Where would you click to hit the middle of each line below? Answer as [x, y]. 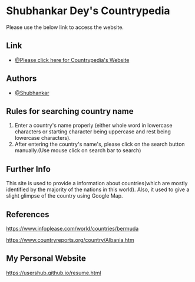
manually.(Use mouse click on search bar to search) [78, 150]
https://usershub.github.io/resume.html [54, 273]
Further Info [29, 169]
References [28, 214]
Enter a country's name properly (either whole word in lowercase [93, 126]
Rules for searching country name [70, 111]
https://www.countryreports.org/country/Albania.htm [70, 240]
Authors [22, 79]
